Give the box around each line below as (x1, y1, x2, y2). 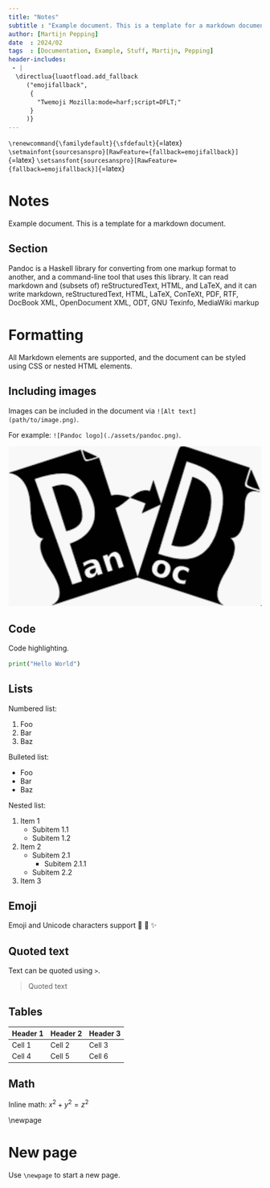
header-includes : (8, 56, 67, 64)
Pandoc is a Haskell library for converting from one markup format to (8, 263, 236, 273)
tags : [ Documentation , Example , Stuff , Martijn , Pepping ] (8, 47, 215, 56)
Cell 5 (50, 1052, 70, 1061)
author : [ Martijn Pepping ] (8, 30, 99, 38)
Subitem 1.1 (31, 825, 69, 834)
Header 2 (50, 1028, 83, 1038)
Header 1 (11, 1028, 44, 1038)
